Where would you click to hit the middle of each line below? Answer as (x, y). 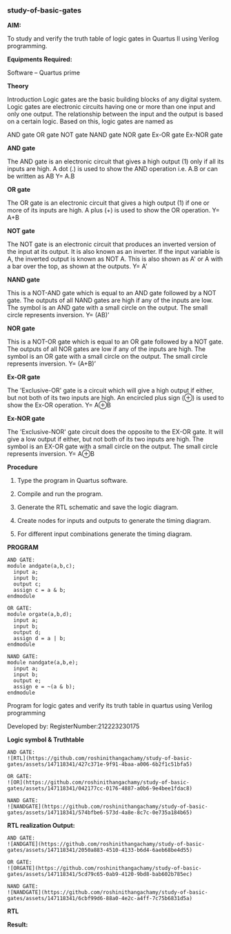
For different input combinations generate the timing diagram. (104, 534)
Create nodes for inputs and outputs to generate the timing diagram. (114, 521)
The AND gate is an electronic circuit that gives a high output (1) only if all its (115, 161)
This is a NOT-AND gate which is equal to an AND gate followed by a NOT (112, 293)
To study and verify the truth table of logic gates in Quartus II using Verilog (113, 39)
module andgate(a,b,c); (41, 566)
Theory (18, 86)
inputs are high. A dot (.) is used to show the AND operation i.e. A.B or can (113, 169)
